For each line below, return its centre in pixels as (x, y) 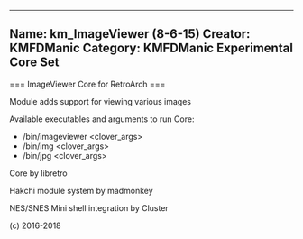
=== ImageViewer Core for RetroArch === (87, 84)
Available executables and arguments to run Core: (102, 119)
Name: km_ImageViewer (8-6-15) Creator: (130, 34)
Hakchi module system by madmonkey (81, 190)
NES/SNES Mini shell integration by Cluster (89, 207)
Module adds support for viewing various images (101, 101)
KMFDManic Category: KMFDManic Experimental (151, 48)
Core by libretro (38, 173)
